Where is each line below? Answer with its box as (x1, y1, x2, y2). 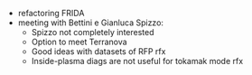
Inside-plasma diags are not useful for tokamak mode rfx (31, 56, 244, 66)
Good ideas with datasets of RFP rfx (31, 46, 166, 57)
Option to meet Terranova (31, 36, 128, 47)
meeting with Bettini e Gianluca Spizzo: (17, 17, 164, 28)
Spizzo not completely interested (31, 27, 154, 37)
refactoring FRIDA (17, 8, 85, 18)
